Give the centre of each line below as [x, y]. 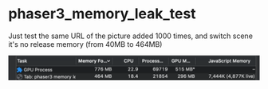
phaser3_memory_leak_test [102, 14]
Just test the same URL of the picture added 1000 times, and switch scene [131, 36]
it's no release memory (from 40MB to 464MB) [85, 44]
